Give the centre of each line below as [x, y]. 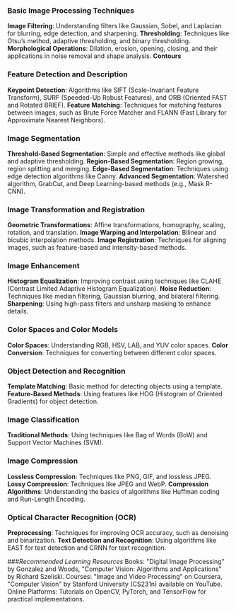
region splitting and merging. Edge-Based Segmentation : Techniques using [118, 168]
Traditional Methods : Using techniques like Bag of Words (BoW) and [107, 435]
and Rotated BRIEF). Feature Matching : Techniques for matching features [115, 105]
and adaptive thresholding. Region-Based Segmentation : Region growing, [116, 161]
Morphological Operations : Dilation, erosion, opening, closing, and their [112, 49]
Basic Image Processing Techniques [71, 11]
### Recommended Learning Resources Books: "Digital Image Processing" [116, 561]
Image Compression [43, 461]
